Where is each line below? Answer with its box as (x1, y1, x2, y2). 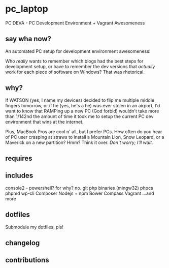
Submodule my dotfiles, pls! (5, 224, 63, 230)
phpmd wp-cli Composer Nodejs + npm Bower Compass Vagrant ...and (5, 190, 154, 196)
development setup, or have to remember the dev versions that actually (5, 63, 155, 69)
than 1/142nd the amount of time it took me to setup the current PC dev (5, 113, 154, 120)
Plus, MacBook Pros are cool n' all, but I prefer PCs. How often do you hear (5, 128, 162, 135)
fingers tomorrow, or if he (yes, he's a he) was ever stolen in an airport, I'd (5, 102, 160, 108)
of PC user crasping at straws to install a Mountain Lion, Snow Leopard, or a (5, 134, 164, 140)
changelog (5, 239, 40, 247)
